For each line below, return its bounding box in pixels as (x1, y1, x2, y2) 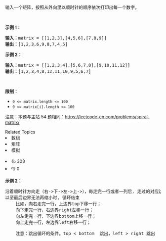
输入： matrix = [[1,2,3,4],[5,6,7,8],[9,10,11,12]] (5, 62, 130, 68)
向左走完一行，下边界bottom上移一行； (15, 213, 96, 219)
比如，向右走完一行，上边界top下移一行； (15, 201, 101, 206)
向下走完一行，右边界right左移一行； (15, 207, 94, 213)
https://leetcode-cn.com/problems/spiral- (65, 114, 150, 120)
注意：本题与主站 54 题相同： (5, 114, 65, 120)
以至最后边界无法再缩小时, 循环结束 (5, 195, 80, 200)
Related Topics (5, 129, 36, 135)
